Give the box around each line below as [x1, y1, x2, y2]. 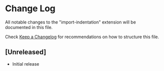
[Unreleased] [5, 48, 47, 56]
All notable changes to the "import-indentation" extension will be [5, 19, 136, 25]
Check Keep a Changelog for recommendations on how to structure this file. [5, 34, 160, 40]
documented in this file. [5, 24, 53, 30]
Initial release [12, 61, 39, 67]
